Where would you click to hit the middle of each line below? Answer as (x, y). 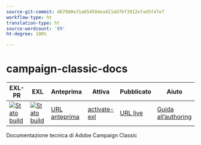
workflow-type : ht (29, 17)
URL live (132, 113)
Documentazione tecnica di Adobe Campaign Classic (72, 135)
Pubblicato (135, 92)
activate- (101, 110)
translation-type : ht (33, 23)
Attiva (101, 92)
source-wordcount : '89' (36, 28)
